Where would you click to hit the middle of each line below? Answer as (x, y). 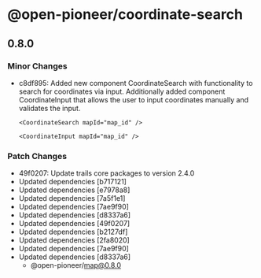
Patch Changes (37, 156)
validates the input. (50, 108)
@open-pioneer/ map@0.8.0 (76, 265)
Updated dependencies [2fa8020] (74, 240)
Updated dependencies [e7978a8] (74, 190)
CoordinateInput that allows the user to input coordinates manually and (134, 99)
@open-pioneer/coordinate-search (125, 15)
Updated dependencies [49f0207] (74, 224)
